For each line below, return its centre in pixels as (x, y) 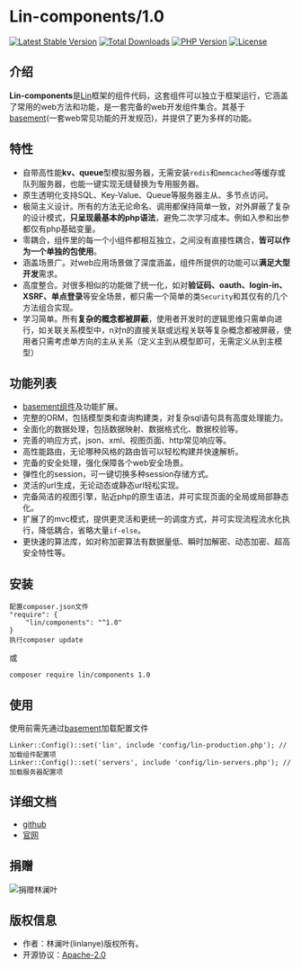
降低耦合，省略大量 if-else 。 (92, 530)
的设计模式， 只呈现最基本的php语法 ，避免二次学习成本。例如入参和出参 (156, 217)
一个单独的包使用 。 (66, 251)
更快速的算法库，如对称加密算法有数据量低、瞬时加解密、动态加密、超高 (156, 542)
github (34, 824)
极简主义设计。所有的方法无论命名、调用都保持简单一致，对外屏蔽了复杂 (156, 206)
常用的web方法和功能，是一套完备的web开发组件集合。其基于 (131, 106)
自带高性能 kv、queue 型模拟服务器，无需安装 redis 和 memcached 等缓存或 (154, 172)
